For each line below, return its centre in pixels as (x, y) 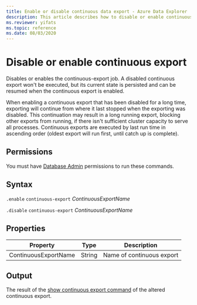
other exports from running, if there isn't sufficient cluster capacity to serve (97, 121)
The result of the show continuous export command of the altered (86, 290)
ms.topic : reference (31, 28)
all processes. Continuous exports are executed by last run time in (86, 127)
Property (42, 245)
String (89, 255)
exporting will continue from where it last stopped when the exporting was (96, 109)
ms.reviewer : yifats (31, 22)
